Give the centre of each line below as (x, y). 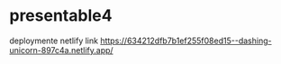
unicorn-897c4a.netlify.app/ (62, 50)
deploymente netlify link (54, 41)
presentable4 (61, 16)
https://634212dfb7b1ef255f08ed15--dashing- (186, 41)
